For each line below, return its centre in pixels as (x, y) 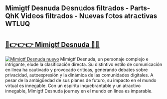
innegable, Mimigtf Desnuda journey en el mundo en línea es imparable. (79, 91)
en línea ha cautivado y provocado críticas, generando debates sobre (77, 70)
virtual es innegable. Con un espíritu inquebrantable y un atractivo (73, 85)
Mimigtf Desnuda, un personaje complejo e (104, 59)
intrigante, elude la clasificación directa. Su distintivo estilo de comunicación (84, 64)
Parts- (140, 8)
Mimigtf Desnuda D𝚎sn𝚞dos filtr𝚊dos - (67, 8)
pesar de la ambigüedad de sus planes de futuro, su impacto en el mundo (81, 80)
